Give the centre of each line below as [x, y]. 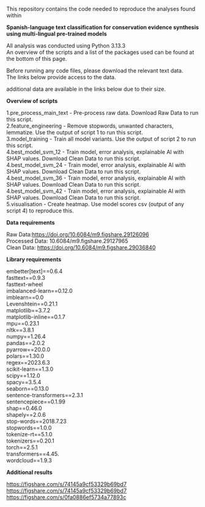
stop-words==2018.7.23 [37, 421]
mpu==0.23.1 [23, 323]
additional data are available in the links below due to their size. [86, 89]
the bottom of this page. [37, 59]
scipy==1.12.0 [24, 376]
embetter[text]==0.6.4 [35, 271]
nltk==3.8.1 [20, 330]
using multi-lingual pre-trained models [57, 34]
